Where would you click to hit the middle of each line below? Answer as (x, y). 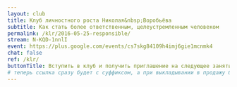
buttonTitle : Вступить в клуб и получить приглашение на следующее (109, 66)
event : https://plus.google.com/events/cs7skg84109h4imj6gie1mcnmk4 (110, 46)
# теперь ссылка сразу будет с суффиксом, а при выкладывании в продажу (116, 72)
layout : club (26, 14)
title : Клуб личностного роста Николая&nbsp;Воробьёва (90, 20)
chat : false (25, 53)
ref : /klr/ (23, 60)
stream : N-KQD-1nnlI (38, 40)
